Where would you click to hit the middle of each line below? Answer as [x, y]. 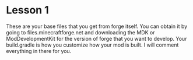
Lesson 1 [28, 10]
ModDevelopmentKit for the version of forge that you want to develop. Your [96, 38]
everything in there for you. [39, 51]
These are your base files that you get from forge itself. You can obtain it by [97, 26]
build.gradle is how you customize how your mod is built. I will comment [92, 45]
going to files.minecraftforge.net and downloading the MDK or [80, 32]
